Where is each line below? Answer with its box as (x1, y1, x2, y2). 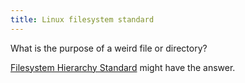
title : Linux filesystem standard (10, 14, 155, 25)
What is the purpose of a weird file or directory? (10, 42, 208, 54)
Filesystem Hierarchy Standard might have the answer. (10, 61, 236, 73)
